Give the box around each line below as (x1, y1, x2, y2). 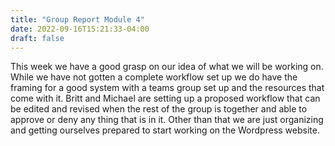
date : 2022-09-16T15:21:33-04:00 (10, 24, 150, 34)
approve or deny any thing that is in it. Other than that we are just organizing (10, 114, 324, 126)
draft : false (10, 33, 65, 43)
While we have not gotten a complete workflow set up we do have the (10, 71, 298, 83)
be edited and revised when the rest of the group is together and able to (10, 103, 308, 115)
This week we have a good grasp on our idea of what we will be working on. (10, 61, 324, 73)
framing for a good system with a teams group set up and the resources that (10, 82, 325, 94)
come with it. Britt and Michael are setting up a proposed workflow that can (10, 92, 321, 105)
